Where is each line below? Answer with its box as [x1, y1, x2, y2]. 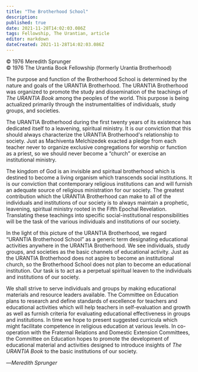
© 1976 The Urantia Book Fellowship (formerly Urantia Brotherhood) [6, 64, 172, 71]
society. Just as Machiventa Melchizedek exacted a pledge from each [6, 137, 177, 144]
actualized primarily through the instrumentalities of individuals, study [6, 101, 176, 108]
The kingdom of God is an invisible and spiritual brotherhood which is [6, 167, 176, 174]
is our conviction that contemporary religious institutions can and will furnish [6, 180, 193, 187]
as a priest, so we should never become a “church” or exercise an [6, 150, 167, 157]
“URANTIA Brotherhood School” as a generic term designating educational [6, 235, 188, 242]
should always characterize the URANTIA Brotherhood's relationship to [6, 131, 179, 138]
